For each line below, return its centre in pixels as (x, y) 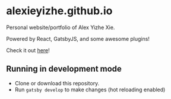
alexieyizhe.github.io (59, 11)
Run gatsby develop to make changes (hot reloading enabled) (90, 90)
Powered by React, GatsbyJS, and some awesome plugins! (78, 39)
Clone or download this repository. (57, 83)
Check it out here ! (28, 50)
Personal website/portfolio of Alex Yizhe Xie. (61, 27)
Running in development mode (64, 69)
